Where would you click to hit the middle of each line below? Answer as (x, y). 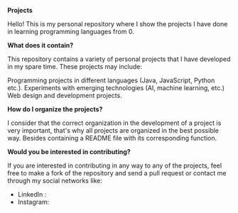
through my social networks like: (55, 181)
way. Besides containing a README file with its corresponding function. (112, 138)
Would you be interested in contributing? (69, 152)
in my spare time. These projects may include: (75, 66)
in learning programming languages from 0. (71, 32)
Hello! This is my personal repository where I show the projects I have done (118, 24)
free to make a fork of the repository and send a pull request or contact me (117, 173)
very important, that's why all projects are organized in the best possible (113, 130)
